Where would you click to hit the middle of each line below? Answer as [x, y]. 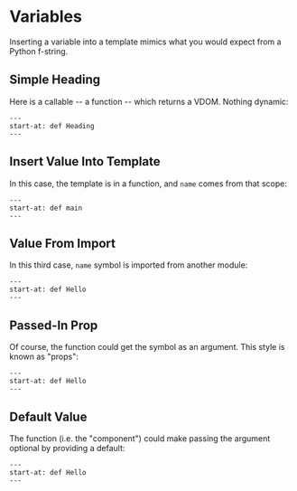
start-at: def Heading [52, 126]
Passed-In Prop [54, 325]
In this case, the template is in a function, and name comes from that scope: [148, 184]
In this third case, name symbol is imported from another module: [129, 265]
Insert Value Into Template [85, 161]
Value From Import [62, 243]
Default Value [48, 416]
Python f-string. [39, 51]
